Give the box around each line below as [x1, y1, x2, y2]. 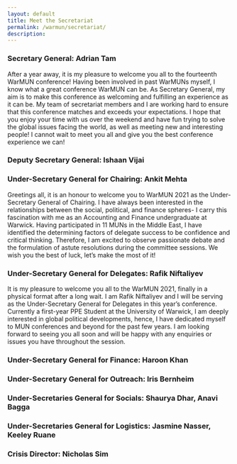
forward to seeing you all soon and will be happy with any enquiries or [7, 330, 212, 338]
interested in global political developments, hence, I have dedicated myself [7, 315, 226, 324]
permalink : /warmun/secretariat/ [7, 23, 106, 31]
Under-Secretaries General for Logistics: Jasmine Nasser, [7, 421, 211, 431]
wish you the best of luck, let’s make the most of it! [7, 250, 156, 259]
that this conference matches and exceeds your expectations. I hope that [7, 107, 221, 116]
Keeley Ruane [7, 430, 56, 440]
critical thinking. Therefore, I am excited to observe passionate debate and [7, 236, 225, 244]
